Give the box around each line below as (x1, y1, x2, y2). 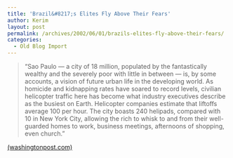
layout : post (7, 23, 46, 30)
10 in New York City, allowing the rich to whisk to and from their (24, 114, 208, 123)
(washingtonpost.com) (7, 143, 73, 151)
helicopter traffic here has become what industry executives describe (24, 92, 226, 100)
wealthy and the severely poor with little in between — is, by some (24, 70, 216, 78)
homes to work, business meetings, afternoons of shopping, (50, 122, 225, 130)
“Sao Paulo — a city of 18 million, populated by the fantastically (24, 62, 207, 70)
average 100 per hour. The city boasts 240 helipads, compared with (24, 107, 221, 115)
